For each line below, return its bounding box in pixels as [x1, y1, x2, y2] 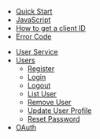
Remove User [27, 98, 72, 107]
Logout [27, 81, 51, 90]
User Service [15, 47, 59, 56]
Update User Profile [27, 106, 92, 115]
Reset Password [27, 115, 80, 123]
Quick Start [15, 7, 53, 16]
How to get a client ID [15, 24, 87, 32]
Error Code [15, 32, 52, 41]
